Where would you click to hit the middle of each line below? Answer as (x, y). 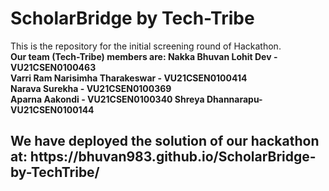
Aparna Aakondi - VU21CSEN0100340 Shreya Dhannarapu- (136, 99)
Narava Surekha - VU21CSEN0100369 (91, 88)
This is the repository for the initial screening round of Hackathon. (146, 46)
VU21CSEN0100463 (53, 67)
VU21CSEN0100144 (52, 109)
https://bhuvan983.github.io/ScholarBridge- (173, 157)
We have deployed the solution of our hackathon (165, 141)
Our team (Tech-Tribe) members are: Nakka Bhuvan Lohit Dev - (144, 56)
